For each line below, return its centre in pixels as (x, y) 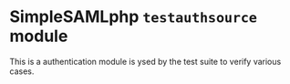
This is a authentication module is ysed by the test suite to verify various (145, 61)
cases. (22, 71)
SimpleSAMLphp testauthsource (134, 17)
